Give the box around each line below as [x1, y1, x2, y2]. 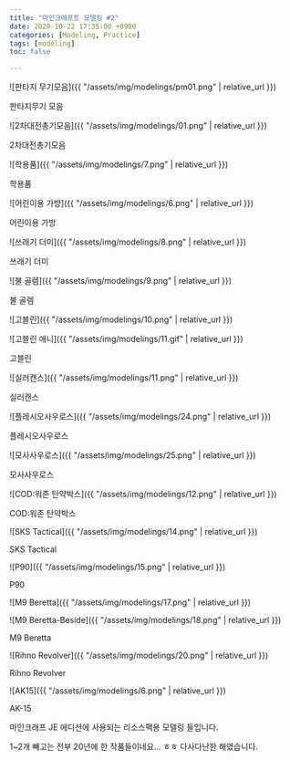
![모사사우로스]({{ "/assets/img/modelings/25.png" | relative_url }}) [9, 450, 257, 461]
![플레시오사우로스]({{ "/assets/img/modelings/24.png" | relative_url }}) [9, 411, 272, 422]
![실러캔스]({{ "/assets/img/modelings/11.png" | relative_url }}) [9, 372, 239, 383]
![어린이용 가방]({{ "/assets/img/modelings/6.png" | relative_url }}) [9, 198, 254, 209]
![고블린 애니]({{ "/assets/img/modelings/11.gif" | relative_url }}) [9, 334, 243, 345]
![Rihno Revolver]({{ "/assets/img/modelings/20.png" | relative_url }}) [9, 650, 269, 661]
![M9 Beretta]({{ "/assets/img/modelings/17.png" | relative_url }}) [9, 597, 252, 608]
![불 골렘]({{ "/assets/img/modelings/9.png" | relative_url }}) [9, 276, 233, 286]
